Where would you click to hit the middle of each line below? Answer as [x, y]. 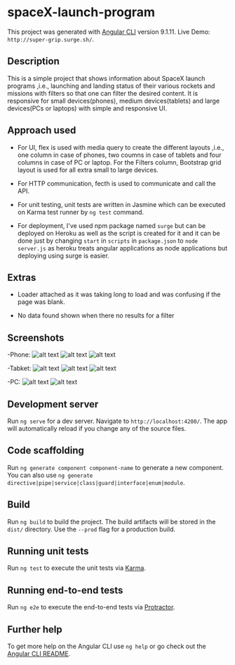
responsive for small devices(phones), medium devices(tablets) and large [113, 101]
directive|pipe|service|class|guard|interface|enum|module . [96, 482]
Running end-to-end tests [65, 590]
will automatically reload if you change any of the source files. [97, 429]
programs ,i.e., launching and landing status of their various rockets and [111, 86]
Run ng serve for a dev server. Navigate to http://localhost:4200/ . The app [117, 421]
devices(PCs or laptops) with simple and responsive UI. [87, 108]
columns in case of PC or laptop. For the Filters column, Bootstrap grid [119, 162]
